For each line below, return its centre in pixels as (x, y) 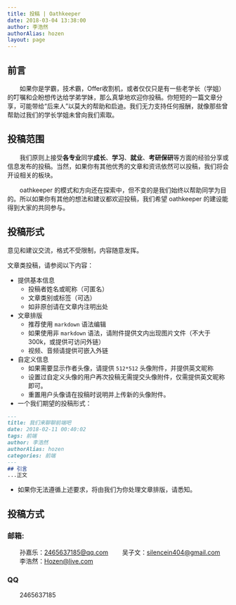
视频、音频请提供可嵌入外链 (68, 350)
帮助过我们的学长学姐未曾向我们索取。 (63, 115)
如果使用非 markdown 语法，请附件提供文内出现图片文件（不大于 (119, 333)
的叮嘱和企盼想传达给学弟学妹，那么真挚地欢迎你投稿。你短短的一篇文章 (112, 97)
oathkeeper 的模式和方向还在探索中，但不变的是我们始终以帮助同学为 (120, 190)
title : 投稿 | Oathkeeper (44, 14)
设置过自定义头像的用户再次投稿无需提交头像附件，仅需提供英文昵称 (126, 376)
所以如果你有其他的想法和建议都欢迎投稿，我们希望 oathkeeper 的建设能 (124, 198)
